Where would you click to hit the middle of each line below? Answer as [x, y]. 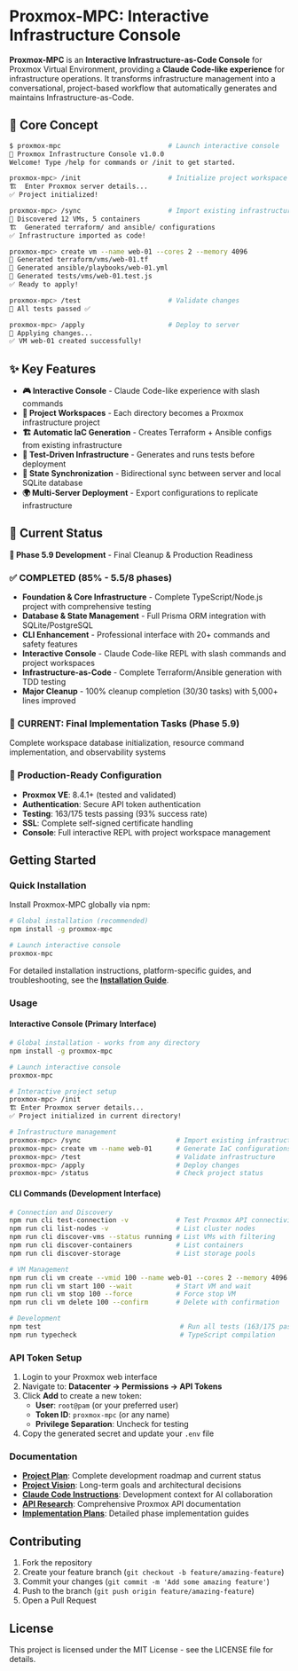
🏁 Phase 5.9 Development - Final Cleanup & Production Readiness [131, 554]
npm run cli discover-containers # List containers [126, 1245]
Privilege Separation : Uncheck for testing [112, 1424]
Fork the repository [57, 1563]
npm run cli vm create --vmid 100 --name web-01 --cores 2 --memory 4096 [149, 1278]
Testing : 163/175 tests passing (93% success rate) [115, 813]
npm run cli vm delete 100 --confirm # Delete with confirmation [144, 1302]
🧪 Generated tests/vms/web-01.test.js [81, 277]
